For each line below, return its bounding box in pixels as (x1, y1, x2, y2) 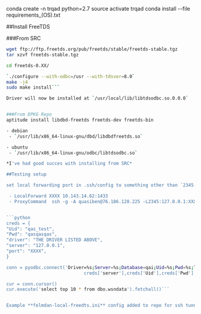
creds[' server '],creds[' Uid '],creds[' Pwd (83, 270, 188, 276)
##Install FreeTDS (6, 23, 50, 30)
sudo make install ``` (6, 84, 60, 90)
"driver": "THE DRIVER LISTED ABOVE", (6, 237, 103, 243)
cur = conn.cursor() (6, 281, 58, 287)
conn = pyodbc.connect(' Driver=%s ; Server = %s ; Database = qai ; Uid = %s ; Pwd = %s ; (6, 264, 194, 270)
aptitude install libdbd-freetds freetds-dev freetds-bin (6, 117, 154, 123)
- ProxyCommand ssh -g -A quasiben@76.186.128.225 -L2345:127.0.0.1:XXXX (8, 198, 199, 204)
